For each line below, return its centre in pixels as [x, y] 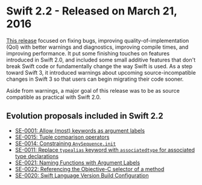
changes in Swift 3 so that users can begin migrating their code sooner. [95, 79]
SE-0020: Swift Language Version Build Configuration [82, 175]
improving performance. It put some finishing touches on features [88, 53]
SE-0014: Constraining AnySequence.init [65, 143]
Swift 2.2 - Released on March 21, [92, 11]
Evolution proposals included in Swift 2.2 [85, 116]
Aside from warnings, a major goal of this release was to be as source [93, 90]
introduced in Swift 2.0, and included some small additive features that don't [101, 60]
